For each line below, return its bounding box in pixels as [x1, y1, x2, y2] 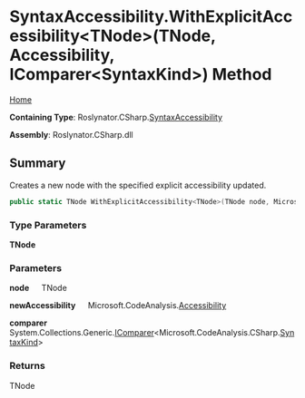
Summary [9, 156, 66, 171]
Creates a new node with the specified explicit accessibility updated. [9, 180, 267, 190]
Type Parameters [9, 218, 87, 231]
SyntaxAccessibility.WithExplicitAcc [9, 6, 293, 27]
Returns [9, 360, 45, 373]
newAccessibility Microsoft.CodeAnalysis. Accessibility [9, 300, 227, 311]
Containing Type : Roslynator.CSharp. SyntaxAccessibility [9, 112, 223, 122]
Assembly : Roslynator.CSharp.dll [9, 129, 133, 140]
